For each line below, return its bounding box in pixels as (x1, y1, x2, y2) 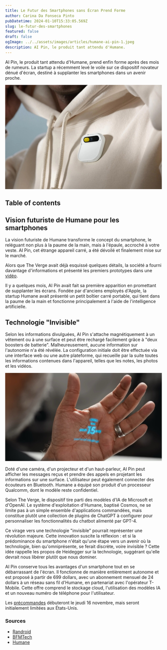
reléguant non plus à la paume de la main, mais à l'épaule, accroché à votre (5, 242, 160, 248)
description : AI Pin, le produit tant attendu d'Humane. (5, 45, 126, 50)
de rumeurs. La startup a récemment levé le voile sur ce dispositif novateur (5, 64, 159, 70)
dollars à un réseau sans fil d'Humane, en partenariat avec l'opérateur (5, 579, 148, 585)
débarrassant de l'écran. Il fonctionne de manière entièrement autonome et (5, 569, 159, 575)
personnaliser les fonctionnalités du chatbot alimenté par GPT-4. (5, 518, 138, 524)
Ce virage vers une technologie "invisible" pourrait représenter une (5, 528, 143, 534)
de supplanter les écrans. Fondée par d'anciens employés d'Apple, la (5, 288, 147, 294)
